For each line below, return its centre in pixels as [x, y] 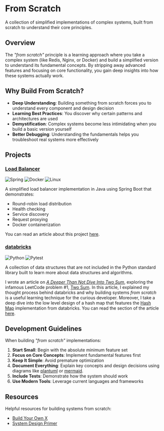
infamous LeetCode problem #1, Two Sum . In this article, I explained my [77, 287]
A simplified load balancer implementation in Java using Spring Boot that [78, 189]
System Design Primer [35, 424]
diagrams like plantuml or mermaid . [48, 371]
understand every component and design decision [63, 108]
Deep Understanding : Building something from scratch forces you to [82, 103]
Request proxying [30, 220]
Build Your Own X [30, 418]
